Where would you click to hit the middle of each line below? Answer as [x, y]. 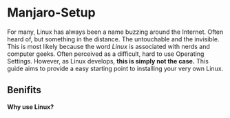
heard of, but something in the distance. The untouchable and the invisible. [113, 39]
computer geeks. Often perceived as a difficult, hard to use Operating [106, 54]
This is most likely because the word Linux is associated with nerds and [108, 46]
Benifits [24, 90]
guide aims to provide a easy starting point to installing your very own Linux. [115, 68]
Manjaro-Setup [51, 13]
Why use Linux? [31, 107]
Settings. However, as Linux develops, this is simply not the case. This [108, 61]
